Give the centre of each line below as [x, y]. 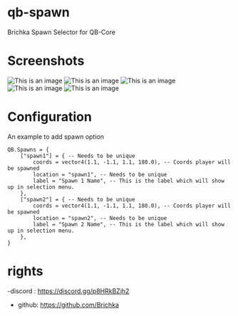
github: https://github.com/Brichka [68, 305]
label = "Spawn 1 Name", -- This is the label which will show [129, 181]
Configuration [50, 117]
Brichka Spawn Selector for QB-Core [62, 32]
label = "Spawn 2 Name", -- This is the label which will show [129, 224]
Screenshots [46, 61]
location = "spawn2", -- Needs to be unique [100, 218]
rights [25, 271]
